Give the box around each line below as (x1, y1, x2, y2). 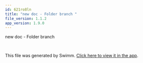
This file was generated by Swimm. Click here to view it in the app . (5, 53, 139, 59)
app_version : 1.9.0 (5, 20, 45, 26)
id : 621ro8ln (5, 7, 32, 12)
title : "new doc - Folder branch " (5, 12, 77, 16)
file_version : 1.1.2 (5, 16, 47, 21)
